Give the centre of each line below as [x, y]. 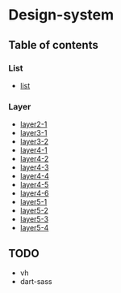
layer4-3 [34, 167]
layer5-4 [34, 228]
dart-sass [36, 281]
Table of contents [53, 45]
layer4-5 [34, 185]
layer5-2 [34, 211]
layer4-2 [34, 159]
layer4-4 [35, 176]
